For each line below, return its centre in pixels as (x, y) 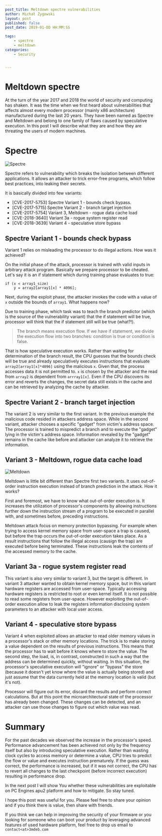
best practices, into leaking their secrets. (45, 184)
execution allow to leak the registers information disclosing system (83, 604)
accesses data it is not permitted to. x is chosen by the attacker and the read (81, 372)
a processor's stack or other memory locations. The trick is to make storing (80, 641)
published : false (22, 23)
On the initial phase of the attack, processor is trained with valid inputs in (78, 265)
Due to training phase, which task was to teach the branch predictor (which (80, 312)
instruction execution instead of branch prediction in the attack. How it (87, 486)
